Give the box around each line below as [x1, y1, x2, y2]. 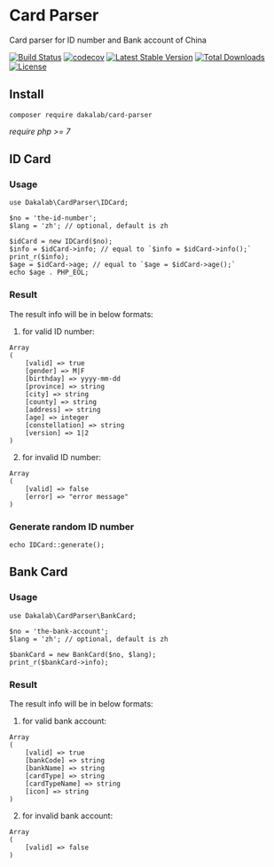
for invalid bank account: [21, 810, 114, 821]
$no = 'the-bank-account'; [9, 627, 109, 636]
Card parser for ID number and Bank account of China [9, 35, 207, 45]
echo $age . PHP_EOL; [9, 268, 90, 277]
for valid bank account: [21, 715, 107, 727]
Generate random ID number [9, 520, 135, 533]
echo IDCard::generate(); [9, 541, 105, 550]
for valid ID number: [21, 325, 95, 337]
